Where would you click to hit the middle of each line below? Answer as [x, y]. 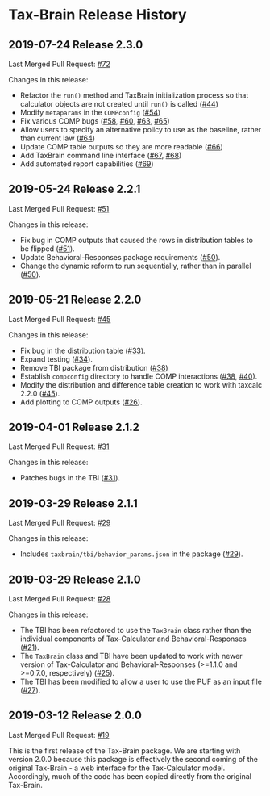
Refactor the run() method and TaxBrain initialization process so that [134, 95]
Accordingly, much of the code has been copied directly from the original [130, 776]
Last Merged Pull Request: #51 [59, 208]
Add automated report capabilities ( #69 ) [87, 164]
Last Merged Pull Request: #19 [59, 735]
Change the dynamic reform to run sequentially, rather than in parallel [135, 266]
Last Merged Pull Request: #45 [60, 319]
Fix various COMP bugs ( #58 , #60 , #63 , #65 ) [95, 121]
